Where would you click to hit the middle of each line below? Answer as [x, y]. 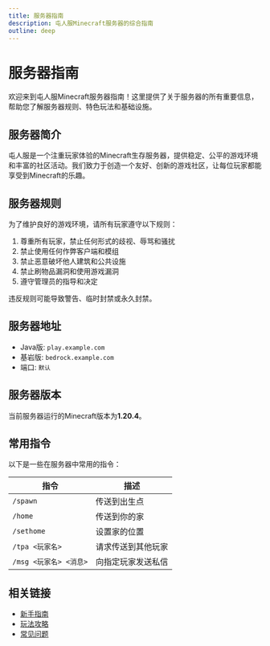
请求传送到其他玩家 [132, 547]
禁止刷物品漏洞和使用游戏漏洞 [69, 271]
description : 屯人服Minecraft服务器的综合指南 [81, 23]
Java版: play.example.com [62, 347]
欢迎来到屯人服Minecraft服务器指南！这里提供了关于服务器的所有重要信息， [133, 96]
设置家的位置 [120, 532]
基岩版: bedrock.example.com [67, 357]
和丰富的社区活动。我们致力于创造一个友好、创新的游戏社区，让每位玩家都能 [135, 166]
